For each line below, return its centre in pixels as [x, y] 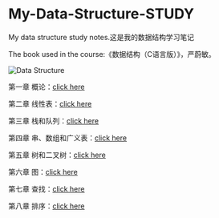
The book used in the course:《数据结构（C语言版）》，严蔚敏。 [112, 54]
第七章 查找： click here [47, 188]
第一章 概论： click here [47, 87]
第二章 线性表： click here [50, 103]
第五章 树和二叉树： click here [57, 155]
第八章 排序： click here [47, 206]
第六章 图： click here [43, 172]
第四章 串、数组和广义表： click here [67, 138]
